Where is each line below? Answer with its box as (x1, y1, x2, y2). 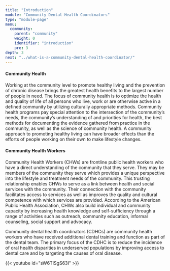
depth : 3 (5, 50, 24, 55)
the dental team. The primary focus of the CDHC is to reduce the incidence (5, 239, 162, 245)
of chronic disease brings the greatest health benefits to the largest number (5, 87, 164, 93)
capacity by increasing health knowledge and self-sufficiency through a (5, 207, 156, 214)
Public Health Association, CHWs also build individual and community (5, 202, 151, 208)
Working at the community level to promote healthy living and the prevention (5, 82, 165, 88)
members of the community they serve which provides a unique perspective (5, 170, 165, 176)
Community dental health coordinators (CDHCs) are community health (5, 228, 152, 234)
